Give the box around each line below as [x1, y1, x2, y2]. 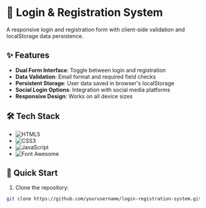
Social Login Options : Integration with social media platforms [15, 86, 170, 93]
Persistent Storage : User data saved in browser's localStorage [15, 79, 175, 87]
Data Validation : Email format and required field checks [15, 73, 156, 80]
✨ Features [6, 50, 50, 61]
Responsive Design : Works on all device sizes [15, 92, 133, 100]
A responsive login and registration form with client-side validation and [6, 26, 185, 33]
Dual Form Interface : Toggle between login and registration [15, 66, 166, 74]
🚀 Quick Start [6, 168, 58, 178]
